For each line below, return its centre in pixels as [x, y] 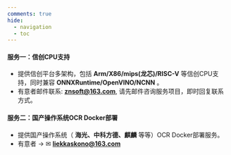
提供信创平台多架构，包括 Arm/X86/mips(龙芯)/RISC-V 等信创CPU [115, 74]
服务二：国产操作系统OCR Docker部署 [63, 118]
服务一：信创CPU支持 [39, 56]
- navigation [33, 27]
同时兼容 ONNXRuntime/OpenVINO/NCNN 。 [96, 82]
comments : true [30, 14]
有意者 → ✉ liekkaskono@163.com [69, 143]
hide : [15, 20]
